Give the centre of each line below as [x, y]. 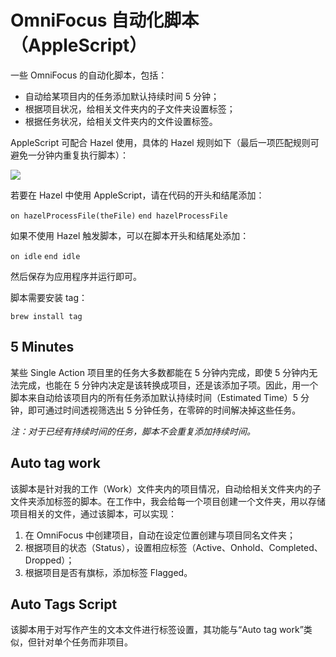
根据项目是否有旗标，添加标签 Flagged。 [108, 572]
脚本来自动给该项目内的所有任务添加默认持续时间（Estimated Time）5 [154, 397]
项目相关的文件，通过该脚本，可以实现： [93, 513]
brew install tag [46, 316]
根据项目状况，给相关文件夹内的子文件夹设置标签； [130, 108]
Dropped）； [49, 560]
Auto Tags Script [64, 604]
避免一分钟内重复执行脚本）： [69, 155]
